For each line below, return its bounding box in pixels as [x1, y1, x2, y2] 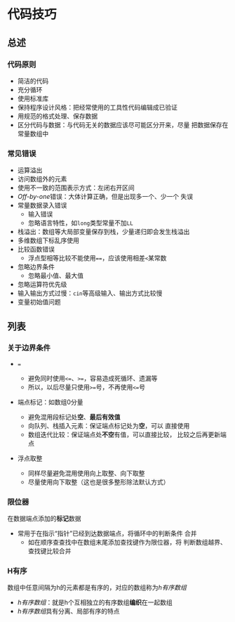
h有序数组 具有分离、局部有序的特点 [17, 607, 121, 616]
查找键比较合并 [27, 547, 72, 555]
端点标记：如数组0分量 [17, 398, 83, 406]
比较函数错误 [17, 245, 55, 254]
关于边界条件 [7, 343, 51, 353]
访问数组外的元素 [17, 175, 67, 183]
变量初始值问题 [17, 298, 61, 306]
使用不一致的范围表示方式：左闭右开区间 [17, 183, 135, 192]
